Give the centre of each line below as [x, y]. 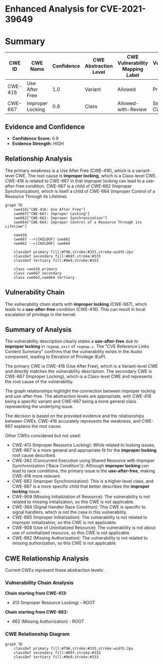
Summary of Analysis [38, 330]
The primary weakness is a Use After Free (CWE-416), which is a [70, 170]
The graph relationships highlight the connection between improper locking [80, 391]
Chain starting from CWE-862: [37, 612]
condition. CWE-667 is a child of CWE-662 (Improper [78, 186]
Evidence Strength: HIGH [38, 143]
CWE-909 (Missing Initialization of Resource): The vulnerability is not [81, 497]
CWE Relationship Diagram [37, 634]
